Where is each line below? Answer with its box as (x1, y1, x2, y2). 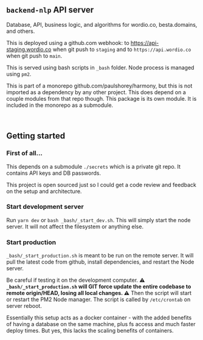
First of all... (6, 149, 43, 157)
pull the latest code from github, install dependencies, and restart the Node (6, 258, 194, 266)
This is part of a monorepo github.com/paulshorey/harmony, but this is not (6, 82, 193, 89)
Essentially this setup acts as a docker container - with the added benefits (6, 314, 192, 321)
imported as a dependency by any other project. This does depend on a (6, 88, 187, 96)
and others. (6, 27, 35, 35)
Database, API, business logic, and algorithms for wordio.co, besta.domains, (6, 21, 198, 28)
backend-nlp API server (6, 5, 94, 15)
